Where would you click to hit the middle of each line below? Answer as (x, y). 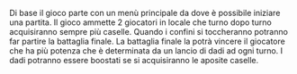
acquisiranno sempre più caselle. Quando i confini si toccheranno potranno (148, 32)
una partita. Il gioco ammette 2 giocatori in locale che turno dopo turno (140, 22)
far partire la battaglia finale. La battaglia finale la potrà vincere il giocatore (147, 41)
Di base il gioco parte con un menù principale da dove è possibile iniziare (145, 13)
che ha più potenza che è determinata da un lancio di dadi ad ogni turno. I (146, 51)
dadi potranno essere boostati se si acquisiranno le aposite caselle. (134, 60)
